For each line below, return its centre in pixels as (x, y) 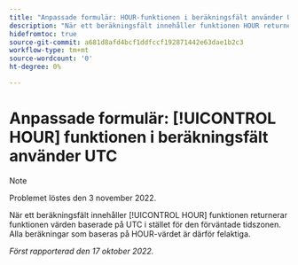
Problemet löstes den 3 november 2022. (83, 198)
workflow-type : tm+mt (49, 51)
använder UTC (63, 156)
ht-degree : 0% (35, 67)
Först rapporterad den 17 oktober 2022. (82, 251)
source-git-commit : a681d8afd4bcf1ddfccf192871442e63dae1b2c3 (126, 42)
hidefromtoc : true (43, 34)
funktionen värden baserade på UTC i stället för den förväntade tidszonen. (145, 224)
